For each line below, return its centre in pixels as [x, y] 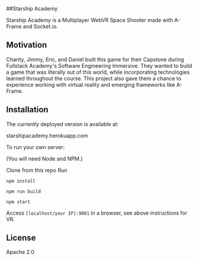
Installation [27, 110]
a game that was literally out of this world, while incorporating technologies [98, 72]
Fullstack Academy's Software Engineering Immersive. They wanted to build [99, 65]
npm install [21, 181]
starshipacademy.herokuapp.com [47, 136]
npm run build [24, 191]
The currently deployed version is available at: [63, 124]
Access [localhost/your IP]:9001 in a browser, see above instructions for [97, 213]
